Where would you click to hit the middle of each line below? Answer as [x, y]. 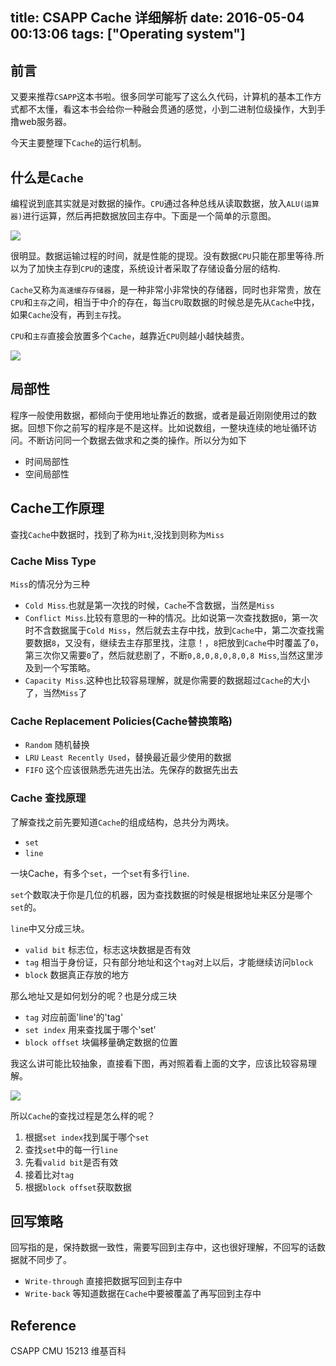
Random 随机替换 [57, 745]
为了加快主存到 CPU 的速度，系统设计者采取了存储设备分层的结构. [149, 269]
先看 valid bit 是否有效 [71, 1162]
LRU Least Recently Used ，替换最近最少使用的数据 [128, 757]
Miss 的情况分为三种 [50, 584]
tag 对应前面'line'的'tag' [74, 1017]
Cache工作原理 [57, 508]
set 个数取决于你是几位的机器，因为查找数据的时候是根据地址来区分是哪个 [161, 894]
